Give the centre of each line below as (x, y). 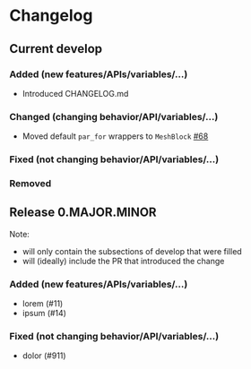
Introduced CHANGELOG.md (75, 93)
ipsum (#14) (44, 313)
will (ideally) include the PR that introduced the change (123, 261)
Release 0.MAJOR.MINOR (83, 213)
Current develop (56, 49)
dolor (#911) (44, 356)
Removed (30, 184)
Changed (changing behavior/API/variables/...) (114, 116)
